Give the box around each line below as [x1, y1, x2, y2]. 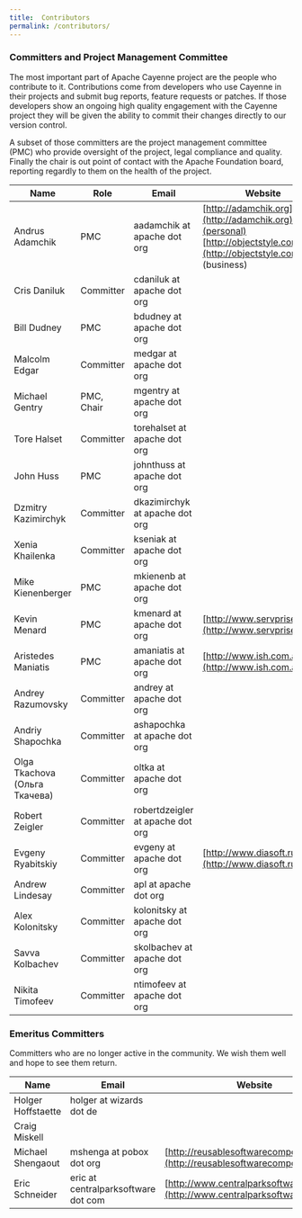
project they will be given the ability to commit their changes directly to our [9, 110, 287, 121]
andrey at [133, 681, 173, 694]
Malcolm [13, 353, 50, 365]
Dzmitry [13, 501, 48, 514]
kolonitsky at [133, 903, 187, 916]
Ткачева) [13, 789, 54, 802]
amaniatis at [133, 644, 185, 657]
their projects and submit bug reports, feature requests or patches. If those [9, 91, 288, 102]
